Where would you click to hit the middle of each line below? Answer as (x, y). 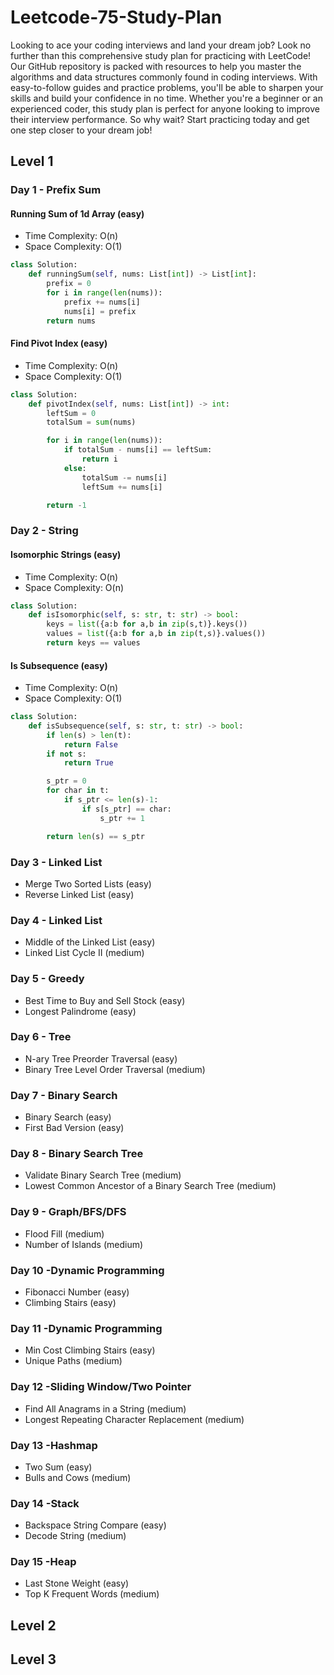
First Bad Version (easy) (74, 1128)
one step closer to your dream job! (81, 130)
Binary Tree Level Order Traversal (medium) (115, 1069)
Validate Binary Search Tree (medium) (103, 1175)
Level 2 (33, 1625)
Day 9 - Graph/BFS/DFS (68, 1212)
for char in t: (78, 791)
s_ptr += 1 (122, 818)
